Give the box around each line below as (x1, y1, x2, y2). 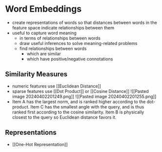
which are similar (26, 50, 61, 57)
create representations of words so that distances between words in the (12, 20, 157, 25)
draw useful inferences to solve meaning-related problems (19, 40, 138, 46)
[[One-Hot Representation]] (12, 141, 68, 147)
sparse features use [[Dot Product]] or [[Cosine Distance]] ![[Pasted (12, 88, 149, 94)
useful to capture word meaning (12, 30, 77, 36)
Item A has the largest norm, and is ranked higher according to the (12, 99, 146, 105)
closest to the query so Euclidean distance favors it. (12, 114, 117, 120)
